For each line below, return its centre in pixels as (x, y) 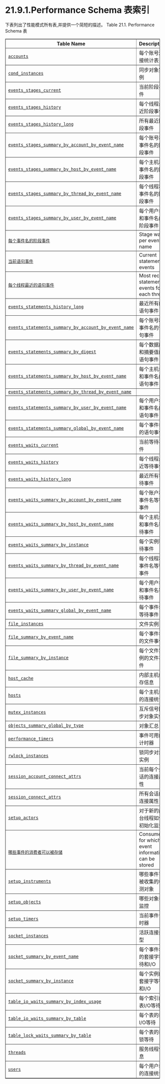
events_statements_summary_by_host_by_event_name (67, 376)
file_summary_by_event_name (41, 637)
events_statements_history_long (46, 307)
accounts (18, 56)
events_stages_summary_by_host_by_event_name (62, 169)
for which (150, 840)
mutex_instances (27, 712)
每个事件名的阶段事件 (29, 241)
